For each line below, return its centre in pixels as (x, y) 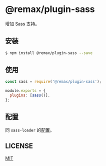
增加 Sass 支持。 (22, 24)
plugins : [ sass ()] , (30, 96)
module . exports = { (25, 91)
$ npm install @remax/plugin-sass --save (49, 53)
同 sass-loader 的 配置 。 (30, 130)
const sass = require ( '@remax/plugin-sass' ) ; (53, 82)
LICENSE (19, 146)
